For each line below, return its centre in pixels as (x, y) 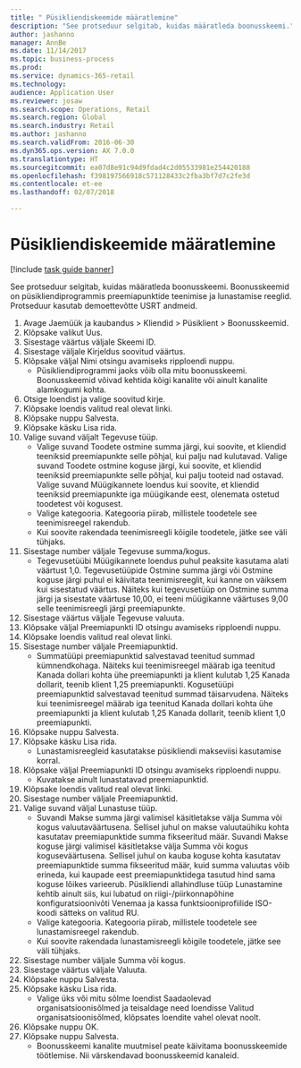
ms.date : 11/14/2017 (49, 51)
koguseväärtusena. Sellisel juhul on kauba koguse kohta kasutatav (159, 855)
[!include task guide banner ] (62, 269)
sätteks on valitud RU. (99, 912)
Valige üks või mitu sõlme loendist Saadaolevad (124, 998)
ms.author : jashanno (49, 134)
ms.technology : (38, 84)
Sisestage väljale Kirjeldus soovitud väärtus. (104, 351)
